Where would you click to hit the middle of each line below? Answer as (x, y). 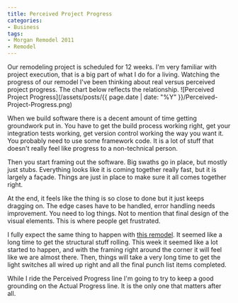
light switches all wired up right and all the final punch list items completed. (117, 265)
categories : (25, 21)
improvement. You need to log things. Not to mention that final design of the (118, 213)
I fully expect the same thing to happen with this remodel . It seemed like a (115, 235)
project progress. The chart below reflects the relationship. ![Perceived (111, 90)
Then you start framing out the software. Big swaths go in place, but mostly (118, 162)
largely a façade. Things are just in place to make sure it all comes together (117, 177)
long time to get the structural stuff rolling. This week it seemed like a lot (113, 242)
